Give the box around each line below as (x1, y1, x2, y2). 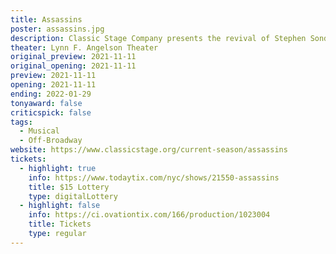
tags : (10, 117, 33, 127)
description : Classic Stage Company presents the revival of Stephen (10, 33, 307, 43)
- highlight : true (19, 163, 97, 173)
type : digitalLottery (28, 191, 118, 201)
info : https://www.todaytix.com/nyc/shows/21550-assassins (28, 172, 280, 183)
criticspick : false (10, 107, 92, 118)
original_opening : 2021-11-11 (10, 61, 137, 71)
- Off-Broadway (19, 136, 83, 146)
